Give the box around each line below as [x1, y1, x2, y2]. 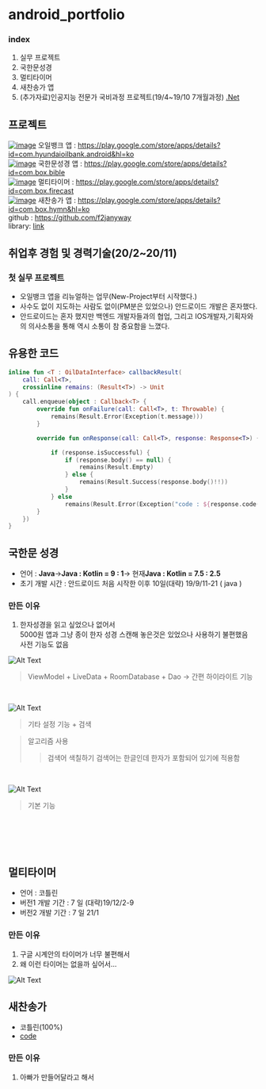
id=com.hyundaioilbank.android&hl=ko [8, 149, 135, 159]
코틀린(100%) [19, 1022, 63, 1032]
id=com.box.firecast [8, 186, 74, 196]
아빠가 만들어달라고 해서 [19, 1072, 95, 1082]
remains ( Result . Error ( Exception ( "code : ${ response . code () [64, 500, 264, 508]
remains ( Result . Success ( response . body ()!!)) [78, 478, 228, 486]
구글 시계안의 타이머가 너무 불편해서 [19, 949, 131, 959]
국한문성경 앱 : [38, 159, 83, 168]
